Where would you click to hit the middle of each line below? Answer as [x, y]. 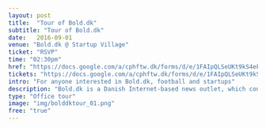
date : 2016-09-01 [40, 37]
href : [17, 67]
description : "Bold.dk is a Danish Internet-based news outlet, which [127, 89]
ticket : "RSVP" [33, 52]
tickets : [23, 74]
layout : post [30, 15]
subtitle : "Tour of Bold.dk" [56, 30]
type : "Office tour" [42, 96]
